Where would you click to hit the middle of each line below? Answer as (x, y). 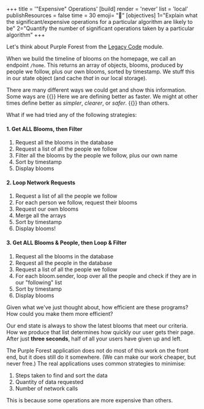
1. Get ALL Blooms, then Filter (44, 129)
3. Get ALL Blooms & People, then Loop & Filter (66, 242)
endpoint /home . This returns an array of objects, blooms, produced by (95, 65)
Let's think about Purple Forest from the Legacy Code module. (85, 47)
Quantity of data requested (49, 381)
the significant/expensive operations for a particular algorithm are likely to (100, 22)
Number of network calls (47, 388)
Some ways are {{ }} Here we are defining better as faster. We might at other (102, 96)
